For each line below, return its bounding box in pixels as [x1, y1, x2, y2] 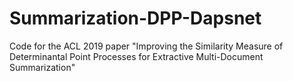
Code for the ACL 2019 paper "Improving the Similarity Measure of [9, 40, 284, 52]
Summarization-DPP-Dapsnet [9, 7, 262, 30]
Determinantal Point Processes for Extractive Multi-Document [9, 50, 264, 62]
